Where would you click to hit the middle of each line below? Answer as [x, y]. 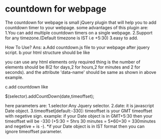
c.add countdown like [27, 87]
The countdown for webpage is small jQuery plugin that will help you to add [81, 22]
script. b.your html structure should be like [47, 52]
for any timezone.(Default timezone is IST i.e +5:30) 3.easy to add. [72, 38]
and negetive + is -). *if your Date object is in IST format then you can [75, 126]
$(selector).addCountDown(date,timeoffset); [50, 96]
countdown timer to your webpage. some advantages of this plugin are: [77, 27]
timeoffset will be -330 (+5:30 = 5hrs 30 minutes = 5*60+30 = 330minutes [80, 121]
